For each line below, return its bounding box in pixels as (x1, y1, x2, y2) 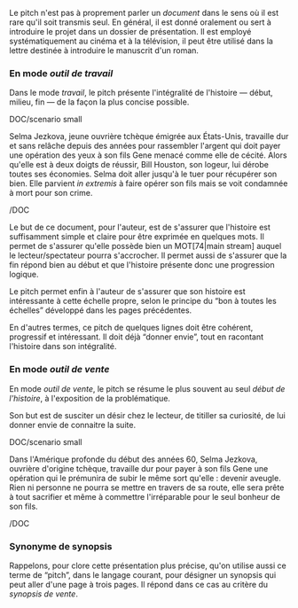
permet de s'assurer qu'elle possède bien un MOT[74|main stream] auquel (9, 241, 282, 252)
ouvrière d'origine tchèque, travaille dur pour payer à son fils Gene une (9, 463, 269, 473)
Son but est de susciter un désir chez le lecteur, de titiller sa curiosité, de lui (9, 409, 286, 420)
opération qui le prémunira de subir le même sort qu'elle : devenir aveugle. (9, 472, 281, 483)
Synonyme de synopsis (9, 540, 113, 552)
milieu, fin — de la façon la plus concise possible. (9, 97, 190, 107)
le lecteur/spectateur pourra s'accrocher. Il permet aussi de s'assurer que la (9, 250, 287, 261)
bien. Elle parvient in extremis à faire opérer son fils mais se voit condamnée (9, 178, 288, 189)
